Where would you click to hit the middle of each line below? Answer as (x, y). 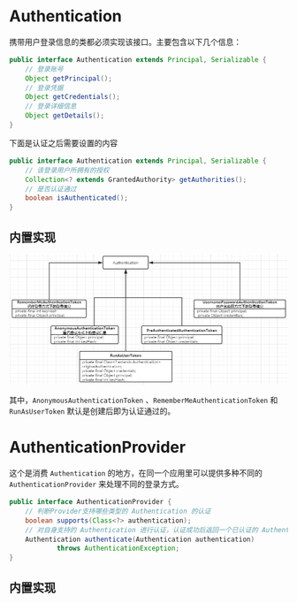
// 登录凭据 (44, 88)
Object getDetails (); (65, 116)
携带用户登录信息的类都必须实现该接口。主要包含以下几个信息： (125, 42)
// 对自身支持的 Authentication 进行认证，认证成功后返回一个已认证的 (142, 530)
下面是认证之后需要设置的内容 (63, 142)
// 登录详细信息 (51, 107)
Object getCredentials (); (73, 97)
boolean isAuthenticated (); (76, 198)
